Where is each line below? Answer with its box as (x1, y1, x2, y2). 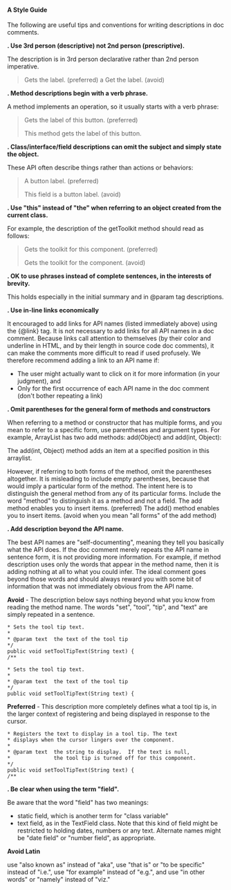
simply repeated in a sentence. (7, 611, 95, 619)
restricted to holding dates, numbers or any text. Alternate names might (17, 826, 221, 835)
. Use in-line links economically (7, 306, 99, 315)
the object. (7, 150, 39, 158)
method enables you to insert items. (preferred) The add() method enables (7, 504, 220, 512)
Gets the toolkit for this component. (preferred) (24, 245, 158, 254)
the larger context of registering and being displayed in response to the (7, 710, 210, 719)
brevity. (7, 279, 30, 288)
